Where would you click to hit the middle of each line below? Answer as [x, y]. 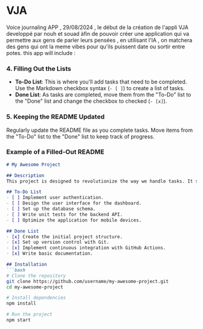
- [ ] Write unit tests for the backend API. [64, 214]
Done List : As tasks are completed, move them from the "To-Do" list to [103, 95]
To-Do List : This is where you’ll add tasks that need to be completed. [101, 82]
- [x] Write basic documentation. [50, 254]
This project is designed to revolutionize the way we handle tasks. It [100, 181]
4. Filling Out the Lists [39, 68]
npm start [19, 320]
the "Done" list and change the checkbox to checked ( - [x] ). [91, 101]
